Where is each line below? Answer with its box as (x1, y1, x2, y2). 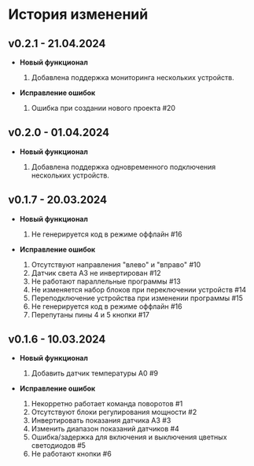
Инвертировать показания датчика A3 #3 (31, 416, 171, 425)
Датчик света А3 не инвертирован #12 (31, 268, 161, 277)
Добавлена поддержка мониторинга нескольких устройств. (31, 73, 234, 82)
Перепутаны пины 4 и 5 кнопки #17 (31, 310, 150, 319)
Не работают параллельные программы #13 (31, 277, 181, 286)
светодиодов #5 (31, 441, 87, 450)
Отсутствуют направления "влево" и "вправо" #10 (31, 259, 201, 269)
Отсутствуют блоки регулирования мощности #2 (31, 407, 197, 417)
